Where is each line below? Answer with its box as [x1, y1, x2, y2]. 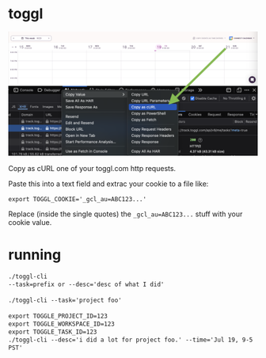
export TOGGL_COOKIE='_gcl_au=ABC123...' [8, 196, 147, 204]
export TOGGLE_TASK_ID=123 [8, 328, 97, 337]
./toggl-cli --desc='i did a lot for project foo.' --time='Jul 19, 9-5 [8, 336, 253, 345]
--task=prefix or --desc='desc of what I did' [8, 280, 165, 289]
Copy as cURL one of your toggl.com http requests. [8, 164, 177, 173]
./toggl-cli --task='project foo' [8, 296, 123, 305]
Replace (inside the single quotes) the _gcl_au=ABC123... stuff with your [8, 209, 243, 219]
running [8, 246, 62, 264]
